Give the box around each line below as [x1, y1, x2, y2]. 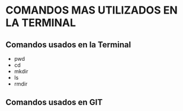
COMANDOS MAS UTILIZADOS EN [5, 4, 178, 17]
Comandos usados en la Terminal [5, 40, 131, 50]
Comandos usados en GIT [5, 97, 103, 107]
